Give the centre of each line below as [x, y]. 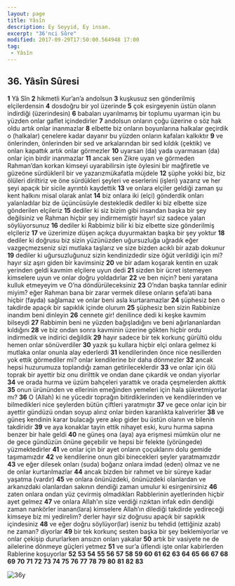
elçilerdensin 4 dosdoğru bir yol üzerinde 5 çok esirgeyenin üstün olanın [112, 105]
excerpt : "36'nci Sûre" [42, 33]
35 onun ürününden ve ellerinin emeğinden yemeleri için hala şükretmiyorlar [117, 389]
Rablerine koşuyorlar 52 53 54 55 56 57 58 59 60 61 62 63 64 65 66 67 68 [118, 554]
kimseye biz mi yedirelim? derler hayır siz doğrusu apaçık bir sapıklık [106, 516]
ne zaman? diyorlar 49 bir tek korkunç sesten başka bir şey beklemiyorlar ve [118, 531]
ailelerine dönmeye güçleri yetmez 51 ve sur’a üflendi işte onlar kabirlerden [115, 546]
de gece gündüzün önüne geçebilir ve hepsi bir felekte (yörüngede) [105, 442]
